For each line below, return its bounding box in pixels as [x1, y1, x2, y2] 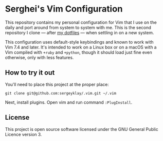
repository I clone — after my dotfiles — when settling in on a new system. [5, 30, 154, 35]
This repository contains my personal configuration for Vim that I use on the [5, 19, 157, 25]
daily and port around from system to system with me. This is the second [5, 24, 152, 30]
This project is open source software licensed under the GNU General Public [5, 126, 159, 132]
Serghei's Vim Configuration [5, 3, 123, 15]
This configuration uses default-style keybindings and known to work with [5, 39, 154, 45]
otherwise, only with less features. [5, 54, 74, 60]
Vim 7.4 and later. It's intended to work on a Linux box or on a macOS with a [5, 44, 157, 50]
